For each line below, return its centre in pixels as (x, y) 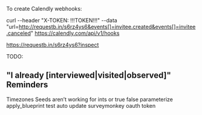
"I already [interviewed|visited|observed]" (89, 76)
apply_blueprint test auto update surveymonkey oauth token (81, 105)
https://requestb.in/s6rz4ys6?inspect (53, 45)
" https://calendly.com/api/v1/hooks (75, 33)
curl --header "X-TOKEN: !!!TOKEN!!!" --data (62, 20)
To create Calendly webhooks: (44, 9)
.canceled (19, 33)
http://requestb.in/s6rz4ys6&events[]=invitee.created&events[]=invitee (107, 27)
